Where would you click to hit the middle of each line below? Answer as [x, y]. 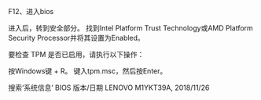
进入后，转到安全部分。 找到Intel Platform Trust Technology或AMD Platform [130, 28]
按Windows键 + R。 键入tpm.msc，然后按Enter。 [88, 71]
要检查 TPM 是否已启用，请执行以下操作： [76, 54]
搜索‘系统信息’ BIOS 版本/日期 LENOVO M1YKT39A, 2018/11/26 [109, 87]
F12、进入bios [31, 11]
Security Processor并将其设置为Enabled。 [77, 38]
